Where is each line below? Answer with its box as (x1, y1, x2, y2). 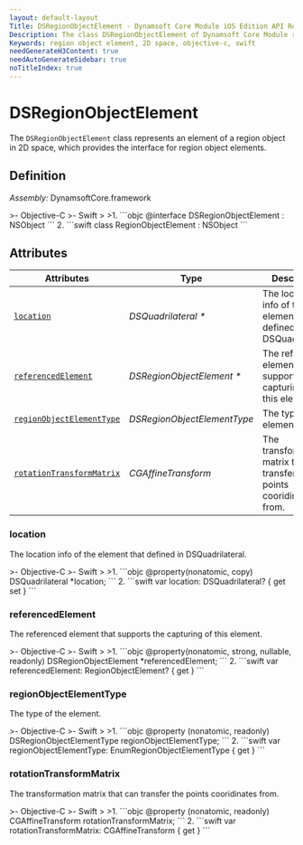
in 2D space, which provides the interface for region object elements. (9, 142, 267, 153)
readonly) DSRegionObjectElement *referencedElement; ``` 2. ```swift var (9, 656, 279, 667)
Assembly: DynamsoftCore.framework (9, 192, 151, 203)
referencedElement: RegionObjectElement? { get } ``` (9, 665, 205, 676)
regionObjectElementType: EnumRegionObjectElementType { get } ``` (9, 745, 266, 756)
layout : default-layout (9, 13, 99, 23)
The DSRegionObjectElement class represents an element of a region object (9, 132, 286, 143)
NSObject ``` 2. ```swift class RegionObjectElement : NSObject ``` (9, 219, 248, 230)
